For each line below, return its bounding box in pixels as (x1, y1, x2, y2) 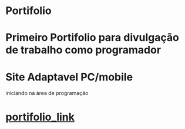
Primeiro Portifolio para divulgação (5, 31, 180, 45)
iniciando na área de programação (5, 90, 89, 97)
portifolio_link (5, 110, 75, 124)
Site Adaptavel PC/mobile (5, 70, 133, 83)
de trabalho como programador (5, 43, 162, 57)
